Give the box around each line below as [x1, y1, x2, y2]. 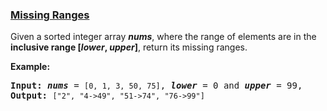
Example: [10, 61, 51, 73]
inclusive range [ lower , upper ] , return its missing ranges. [10, 41, 248, 53]
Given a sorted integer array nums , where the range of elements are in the [10, 31, 317, 43]
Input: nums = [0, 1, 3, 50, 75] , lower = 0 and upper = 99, [10, 80, 303, 92]
